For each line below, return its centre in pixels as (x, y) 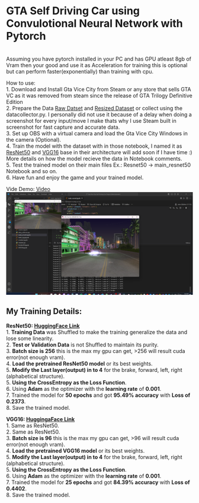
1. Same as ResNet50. (33, 425)
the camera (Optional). (33, 139)
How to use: (21, 83)
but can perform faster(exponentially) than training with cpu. (80, 71)
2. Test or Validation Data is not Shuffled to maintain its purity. (82, 345)
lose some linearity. (30, 338)
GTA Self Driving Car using (73, 11)
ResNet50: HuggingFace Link (43, 326)
